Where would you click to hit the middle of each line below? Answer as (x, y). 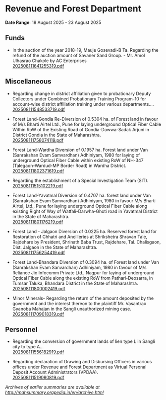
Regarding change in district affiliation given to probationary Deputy (82, 93)
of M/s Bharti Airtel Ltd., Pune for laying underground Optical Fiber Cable (87, 124)
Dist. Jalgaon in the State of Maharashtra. (55, 247)
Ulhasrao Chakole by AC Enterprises (49, 61)
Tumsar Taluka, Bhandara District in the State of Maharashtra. (75, 283)
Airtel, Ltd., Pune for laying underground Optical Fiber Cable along (80, 206)
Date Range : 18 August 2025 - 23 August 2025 (53, 22)
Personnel (21, 329)
